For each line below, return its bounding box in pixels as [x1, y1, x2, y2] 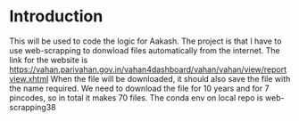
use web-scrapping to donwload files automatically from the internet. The [9, 44, 280, 55]
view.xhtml [9, 73, 49, 84]
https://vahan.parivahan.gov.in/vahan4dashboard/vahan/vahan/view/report [9, 64, 287, 75]
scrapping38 [9, 101, 56, 112]
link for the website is [9, 54, 88, 65]
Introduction [9, 6, 104, 27]
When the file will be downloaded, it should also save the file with [50, 73, 291, 84]
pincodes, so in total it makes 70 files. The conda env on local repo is [9, 92, 263, 103]
